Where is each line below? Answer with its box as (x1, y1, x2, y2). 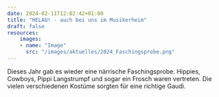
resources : (7, 29, 39, 36)
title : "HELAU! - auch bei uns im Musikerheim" (7, 17, 148, 23)
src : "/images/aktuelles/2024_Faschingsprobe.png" (25, 49, 175, 56)
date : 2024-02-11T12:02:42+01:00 (7, 10, 104, 17)
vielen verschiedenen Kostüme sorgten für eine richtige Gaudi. (7, 82, 186, 90)
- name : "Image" (19, 42, 67, 49)
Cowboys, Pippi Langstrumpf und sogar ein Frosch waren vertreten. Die (7, 74, 213, 83)
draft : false (7, 23, 45, 30)
